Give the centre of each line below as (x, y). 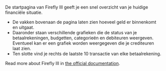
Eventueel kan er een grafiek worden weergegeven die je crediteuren (83, 43)
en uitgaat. (23, 27)
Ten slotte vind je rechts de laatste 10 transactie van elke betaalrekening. (87, 54)
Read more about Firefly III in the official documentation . (63, 63)
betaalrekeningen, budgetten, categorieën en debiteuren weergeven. (83, 38)
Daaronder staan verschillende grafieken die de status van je (75, 33)
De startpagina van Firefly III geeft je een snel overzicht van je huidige (77, 7)
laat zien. (22, 48)
